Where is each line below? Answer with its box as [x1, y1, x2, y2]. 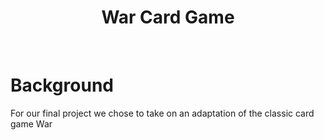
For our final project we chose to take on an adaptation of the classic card [10, 107, 315, 119]
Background [10, 74, 114, 97]
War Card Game [101, 6, 235, 29]
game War [10, 117, 53, 130]
